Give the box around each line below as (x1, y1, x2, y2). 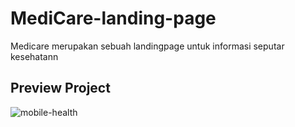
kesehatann (10, 50, 59, 62)
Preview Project (10, 80, 111, 97)
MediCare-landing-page (10, 7, 217, 30)
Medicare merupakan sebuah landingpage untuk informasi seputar (10, 40, 285, 52)
